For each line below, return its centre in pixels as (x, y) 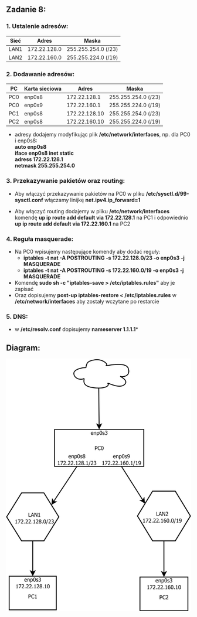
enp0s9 (33, 105)
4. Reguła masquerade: (40, 238)
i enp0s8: (26, 141)
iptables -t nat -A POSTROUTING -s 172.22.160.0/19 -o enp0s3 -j (103, 270)
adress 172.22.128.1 (39, 159)
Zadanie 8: (26, 10)
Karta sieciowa (43, 88)
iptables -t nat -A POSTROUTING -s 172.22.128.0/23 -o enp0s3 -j (104, 258)
